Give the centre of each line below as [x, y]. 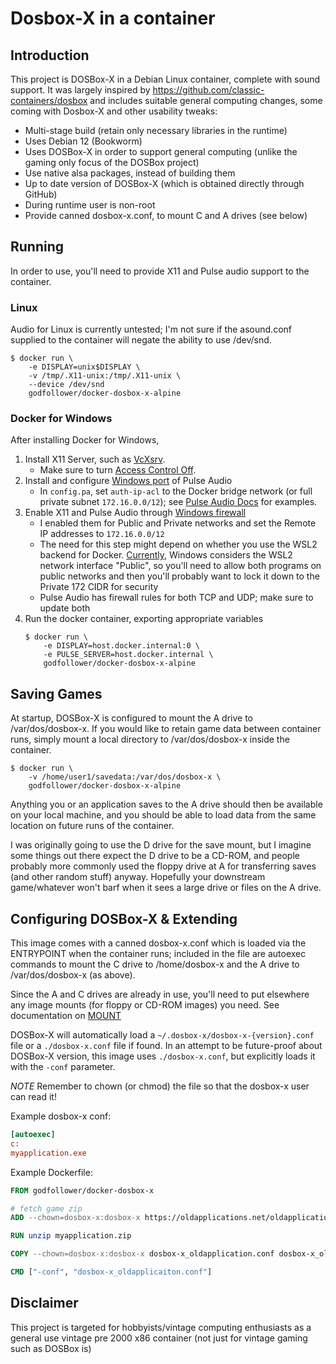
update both [65, 608]
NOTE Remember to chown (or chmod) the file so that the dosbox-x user [160, 1086]
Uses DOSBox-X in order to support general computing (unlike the [161, 151]
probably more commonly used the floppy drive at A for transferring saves [163, 866]
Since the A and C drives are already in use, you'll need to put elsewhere [160, 994]
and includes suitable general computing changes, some [206, 100]
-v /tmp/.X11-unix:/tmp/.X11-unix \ [105, 376]
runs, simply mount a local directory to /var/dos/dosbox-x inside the [150, 739]
